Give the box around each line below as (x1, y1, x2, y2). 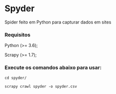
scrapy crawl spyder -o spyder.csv (4, 84, 77, 89)
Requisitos (4, 31, 30, 38)
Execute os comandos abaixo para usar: (4, 64, 102, 71)
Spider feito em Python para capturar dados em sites (4, 19, 112, 25)
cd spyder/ (4, 75, 27, 80)
